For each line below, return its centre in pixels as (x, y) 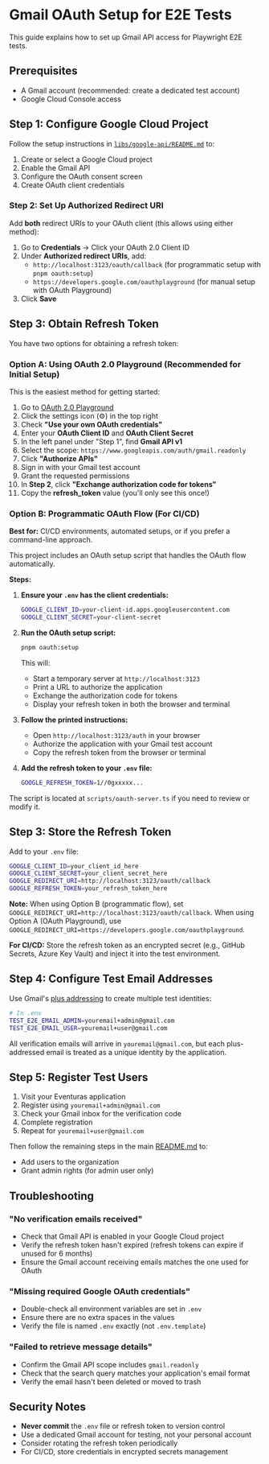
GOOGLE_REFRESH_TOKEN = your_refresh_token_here (88, 889)
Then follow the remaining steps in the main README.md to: (108, 1146)
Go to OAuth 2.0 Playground (67, 407)
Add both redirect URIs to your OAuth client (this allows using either (121, 223)
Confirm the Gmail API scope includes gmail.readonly (110, 1364)
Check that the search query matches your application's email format (135, 1373)
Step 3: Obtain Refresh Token (84, 324)
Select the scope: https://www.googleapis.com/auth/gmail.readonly (133, 450)
